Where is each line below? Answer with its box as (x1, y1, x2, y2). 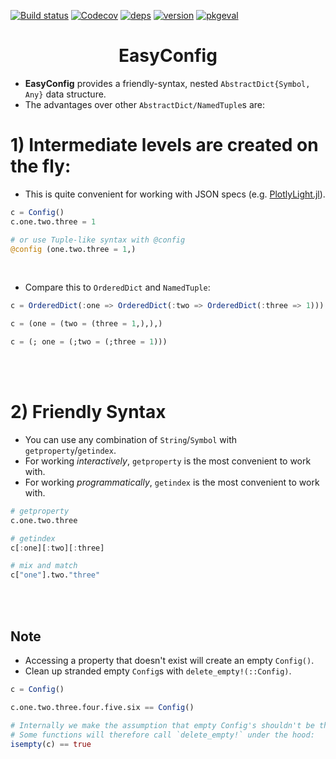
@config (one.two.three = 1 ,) (10, 244, 137, 254)
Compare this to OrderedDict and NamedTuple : (24, 281, 211, 294)
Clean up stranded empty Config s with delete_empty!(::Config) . (24, 665, 292, 677)
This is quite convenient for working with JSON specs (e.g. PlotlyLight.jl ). (24, 188, 326, 200)
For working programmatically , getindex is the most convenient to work (24, 476, 320, 488)
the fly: (10, 155, 72, 178)
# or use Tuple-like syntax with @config (10, 235, 186, 245)
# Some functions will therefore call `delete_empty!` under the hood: (10, 730, 315, 740)
